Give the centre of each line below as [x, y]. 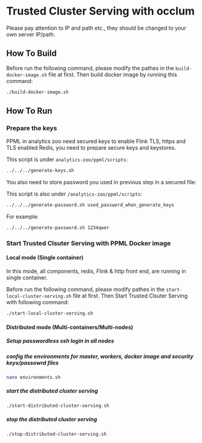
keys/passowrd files [33, 362]
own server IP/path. [31, 34]
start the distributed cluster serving [52, 391]
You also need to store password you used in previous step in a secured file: [101, 182]
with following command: [38, 302]
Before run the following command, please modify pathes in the [86, 290]
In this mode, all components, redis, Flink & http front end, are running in [96, 271]
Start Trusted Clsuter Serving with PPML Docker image [89, 243]
